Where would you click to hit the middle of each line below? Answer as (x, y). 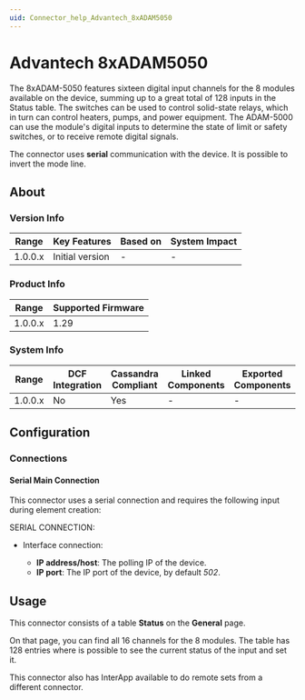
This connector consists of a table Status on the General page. (128, 623)
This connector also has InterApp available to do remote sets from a (136, 677)
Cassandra (134, 374)
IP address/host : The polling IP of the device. (121, 563)
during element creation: (55, 510)
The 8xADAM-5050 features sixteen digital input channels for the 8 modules (152, 88)
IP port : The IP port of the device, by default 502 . (128, 573)
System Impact (204, 242)
